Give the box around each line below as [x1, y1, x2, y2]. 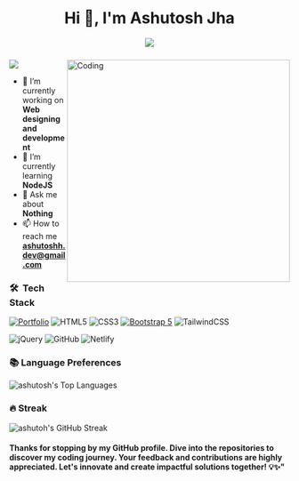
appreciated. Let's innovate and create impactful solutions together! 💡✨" [9, 461, 286, 472]
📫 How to [21, 218, 60, 228]
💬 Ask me [21, 188, 58, 199]
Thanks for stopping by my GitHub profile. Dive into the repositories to [9, 443, 274, 453]
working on [21, 94, 64, 105]
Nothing [21, 208, 53, 219]
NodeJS [21, 180, 53, 190]
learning [21, 170, 53, 180]
